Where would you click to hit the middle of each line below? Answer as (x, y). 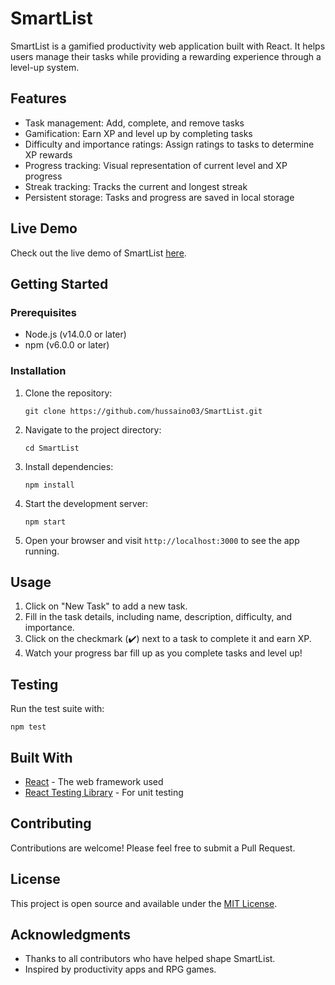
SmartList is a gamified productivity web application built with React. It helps (168, 46)
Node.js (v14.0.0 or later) (75, 334)
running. (42, 551)
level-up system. (45, 67)
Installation (38, 371)
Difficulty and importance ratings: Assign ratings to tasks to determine (169, 144)
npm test (28, 727)
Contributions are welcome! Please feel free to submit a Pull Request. (153, 848)
